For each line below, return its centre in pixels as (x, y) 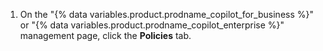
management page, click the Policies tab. (105, 35)
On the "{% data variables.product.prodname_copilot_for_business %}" (166, 14)
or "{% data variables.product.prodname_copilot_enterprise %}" (152, 25)
